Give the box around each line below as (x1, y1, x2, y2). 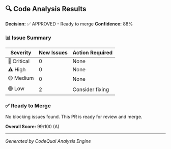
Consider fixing (72, 86, 109, 93)
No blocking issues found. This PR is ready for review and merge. (5, 114, 142, 120)
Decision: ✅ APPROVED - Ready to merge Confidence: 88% (5, 20, 133, 27)
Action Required (72, 49, 113, 56)
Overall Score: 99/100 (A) (5, 124, 60, 130)
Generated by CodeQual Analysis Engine (5, 138, 91, 144)
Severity (10, 49, 32, 56)
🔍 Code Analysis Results (5, 5, 87, 13)
